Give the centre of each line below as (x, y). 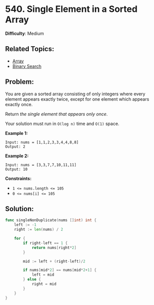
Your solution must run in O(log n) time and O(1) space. (62, 123)
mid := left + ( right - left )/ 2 (54, 261)
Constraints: (18, 178)
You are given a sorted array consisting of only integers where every (75, 94)
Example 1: (17, 133)
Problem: (20, 82)
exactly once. (19, 104)
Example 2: (17, 156)
